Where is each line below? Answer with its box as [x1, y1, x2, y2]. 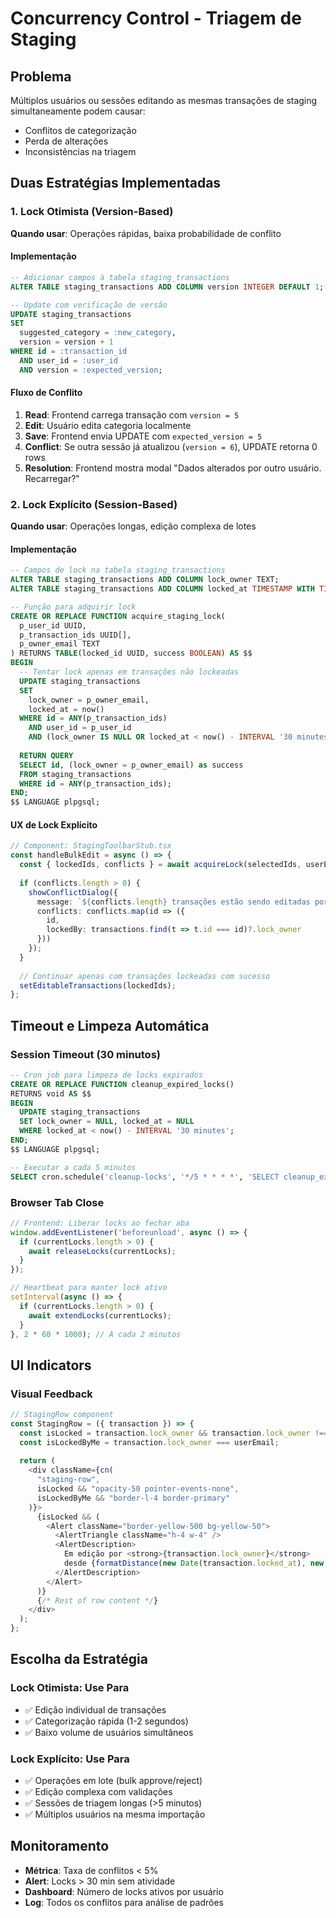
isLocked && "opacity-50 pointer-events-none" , [36, 1484, 240, 1494]
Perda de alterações [24, 135, 109, 147]
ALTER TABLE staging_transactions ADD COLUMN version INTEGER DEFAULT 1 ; [10, 282, 325, 292]
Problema [10, 68, 72, 85]
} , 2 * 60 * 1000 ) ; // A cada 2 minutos [10, 1329, 182, 1339]
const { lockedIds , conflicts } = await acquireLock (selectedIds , [19, 860, 302, 870]
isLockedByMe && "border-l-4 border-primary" [36, 1493, 230, 1503]
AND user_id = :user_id [19, 355, 118, 366]
